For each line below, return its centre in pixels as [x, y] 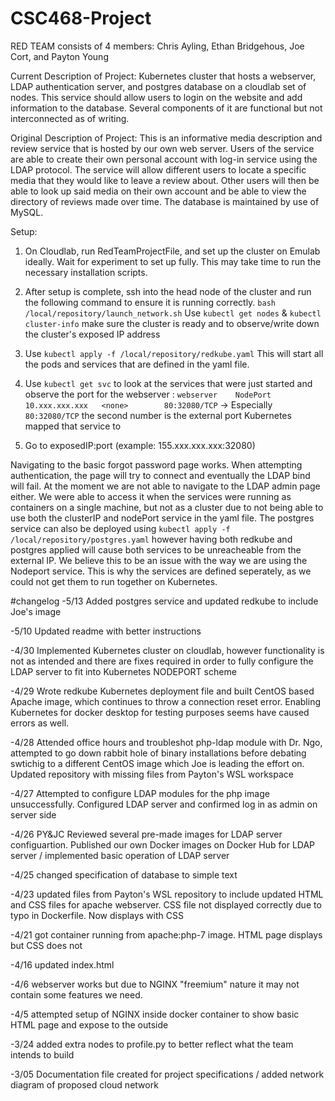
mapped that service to [73, 426]
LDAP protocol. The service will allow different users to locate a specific [158, 169]
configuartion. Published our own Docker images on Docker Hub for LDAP [163, 844]
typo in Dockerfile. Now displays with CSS [97, 915]
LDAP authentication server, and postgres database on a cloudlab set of [158, 86]
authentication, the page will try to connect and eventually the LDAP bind [160, 475]
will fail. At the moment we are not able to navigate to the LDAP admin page [165, 486]
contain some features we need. [76, 994]
